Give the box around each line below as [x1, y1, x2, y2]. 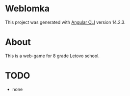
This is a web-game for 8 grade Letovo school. [5, 53, 100, 59]
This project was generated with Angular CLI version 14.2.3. [5, 19, 126, 25]
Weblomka [5, 3, 50, 14]
